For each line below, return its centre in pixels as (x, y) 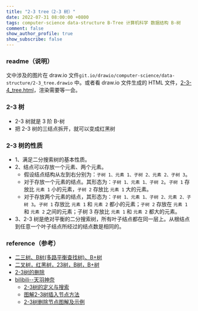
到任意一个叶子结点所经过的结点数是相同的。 (70, 226)
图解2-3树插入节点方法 (52, 294)
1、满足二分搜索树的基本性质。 (52, 159)
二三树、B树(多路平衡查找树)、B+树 (58, 257)
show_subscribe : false (34, 39)
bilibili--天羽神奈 (35, 279)
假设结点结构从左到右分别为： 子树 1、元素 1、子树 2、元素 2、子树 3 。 (107, 174)
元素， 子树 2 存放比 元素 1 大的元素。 (107, 189)
